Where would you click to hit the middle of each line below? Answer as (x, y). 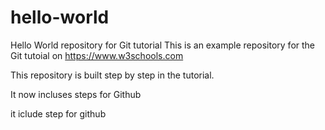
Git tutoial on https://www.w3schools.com (97, 55)
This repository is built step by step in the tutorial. (112, 75)
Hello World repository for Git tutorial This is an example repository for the (163, 45)
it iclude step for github (58, 113)
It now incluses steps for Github (76, 94)
